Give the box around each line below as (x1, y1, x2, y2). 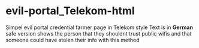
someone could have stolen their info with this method (5, 36, 140, 43)
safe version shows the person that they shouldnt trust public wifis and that (5, 30, 192, 37)
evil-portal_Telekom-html (5, 4, 135, 18)
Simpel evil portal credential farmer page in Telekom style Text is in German (5, 24, 193, 31)
